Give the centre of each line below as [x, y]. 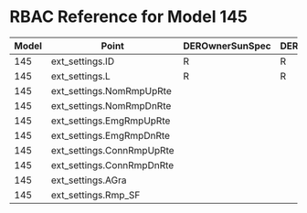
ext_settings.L [81, 76]
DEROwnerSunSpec [227, 46]
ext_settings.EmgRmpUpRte [111, 121]
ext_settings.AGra [89, 180]
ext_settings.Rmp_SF [95, 195]
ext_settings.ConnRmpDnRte [112, 165]
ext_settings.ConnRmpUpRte [113, 150]
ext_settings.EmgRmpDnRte [111, 135]
